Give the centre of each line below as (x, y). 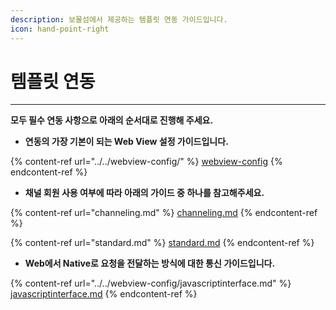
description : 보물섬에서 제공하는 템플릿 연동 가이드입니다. (119, 19)
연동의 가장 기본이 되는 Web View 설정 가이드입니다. (126, 142)
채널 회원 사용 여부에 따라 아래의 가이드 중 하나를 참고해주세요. (144, 193)
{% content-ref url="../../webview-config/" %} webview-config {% (146, 162)
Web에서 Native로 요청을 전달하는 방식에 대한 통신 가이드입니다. (150, 263)
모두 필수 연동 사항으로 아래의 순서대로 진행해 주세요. (112, 120)
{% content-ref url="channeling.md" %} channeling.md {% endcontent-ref (164, 213)
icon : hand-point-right (60, 29)
